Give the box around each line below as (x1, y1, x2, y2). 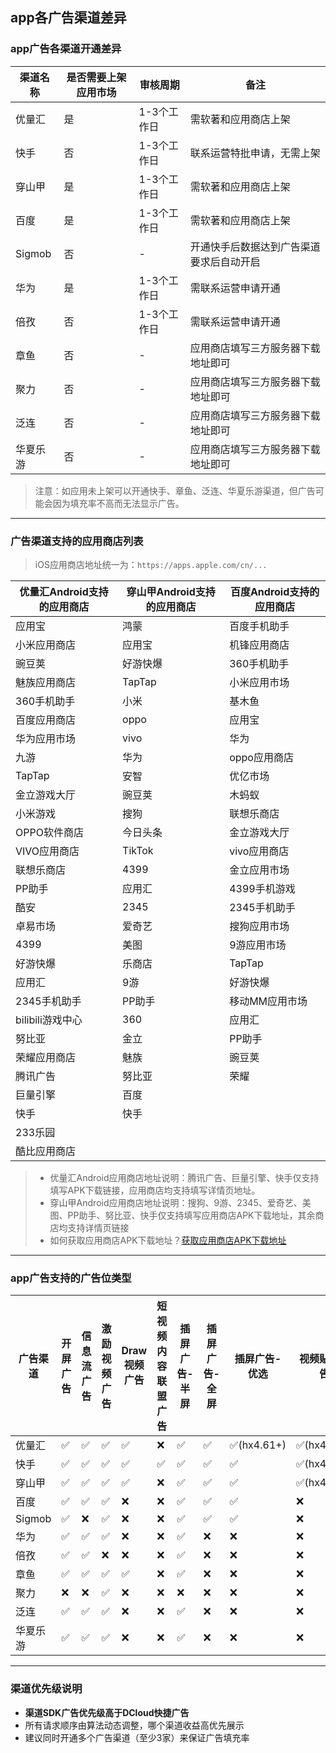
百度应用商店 (15, 713, 77, 727)
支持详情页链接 (67, 1221, 130, 1233)
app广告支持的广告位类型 (10, 1271, 132, 1285)
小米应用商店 (15, 638, 77, 652)
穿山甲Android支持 (126, 584, 216, 598)
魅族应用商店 (15, 675, 77, 689)
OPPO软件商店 (15, 825, 84, 839)
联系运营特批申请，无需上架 (189, 146, 321, 160)
